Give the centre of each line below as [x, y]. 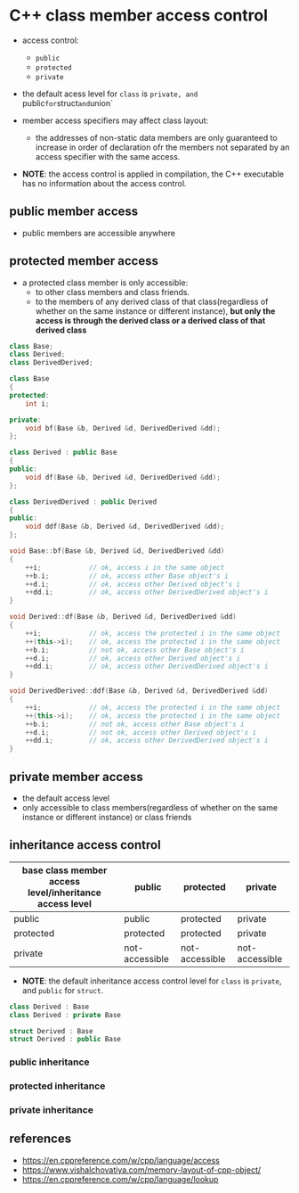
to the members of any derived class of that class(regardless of [152, 301]
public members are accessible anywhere [99, 233]
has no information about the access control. [104, 183]
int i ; [37, 403]
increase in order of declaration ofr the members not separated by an [162, 147]
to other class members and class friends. [112, 292]
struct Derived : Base [51, 1031]
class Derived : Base [49, 1007]
